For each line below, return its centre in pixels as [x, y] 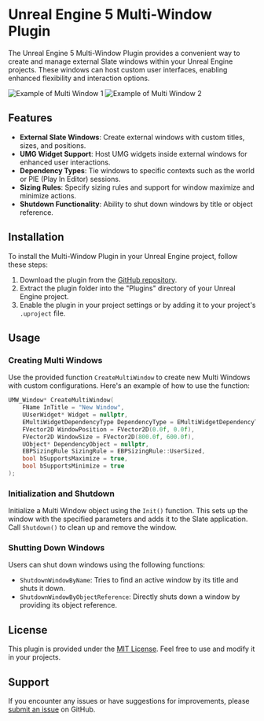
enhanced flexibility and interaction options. [79, 78]
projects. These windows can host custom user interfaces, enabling [118, 69]
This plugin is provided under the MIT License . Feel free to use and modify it [132, 649]
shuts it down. [42, 589]
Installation [36, 237]
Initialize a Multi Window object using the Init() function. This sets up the [128, 511]
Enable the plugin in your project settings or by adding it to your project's [138, 305]
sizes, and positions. [53, 145]
